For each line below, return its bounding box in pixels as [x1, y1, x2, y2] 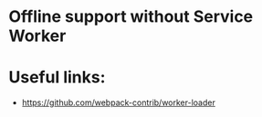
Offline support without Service [8, 6, 254, 27]
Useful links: [8, 67, 106, 88]
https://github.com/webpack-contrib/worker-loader [21, 97, 215, 108]
